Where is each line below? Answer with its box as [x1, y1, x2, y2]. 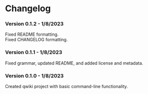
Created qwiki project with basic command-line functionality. [5, 84, 128, 90]
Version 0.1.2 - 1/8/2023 [5, 21, 64, 27]
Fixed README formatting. [5, 31, 59, 37]
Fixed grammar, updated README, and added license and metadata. [5, 60, 144, 66]
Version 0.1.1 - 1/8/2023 [5, 49, 62, 56]
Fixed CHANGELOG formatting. [5, 37, 68, 43]
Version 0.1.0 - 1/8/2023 [5, 72, 64, 79]
